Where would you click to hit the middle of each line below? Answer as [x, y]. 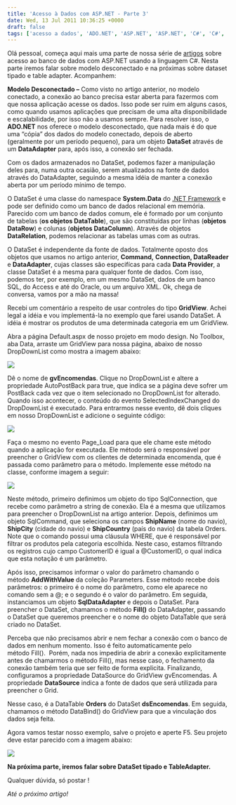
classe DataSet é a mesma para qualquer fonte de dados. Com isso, [105, 272]
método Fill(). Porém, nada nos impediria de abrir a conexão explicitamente [117, 653]
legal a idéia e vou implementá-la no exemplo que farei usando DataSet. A [114, 315]
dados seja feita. [31, 719]
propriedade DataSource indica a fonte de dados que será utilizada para [112, 683]
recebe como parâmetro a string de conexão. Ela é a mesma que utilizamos [117, 506]
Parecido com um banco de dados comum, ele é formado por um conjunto [115, 214]
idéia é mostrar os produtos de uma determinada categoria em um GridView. [118, 323]
